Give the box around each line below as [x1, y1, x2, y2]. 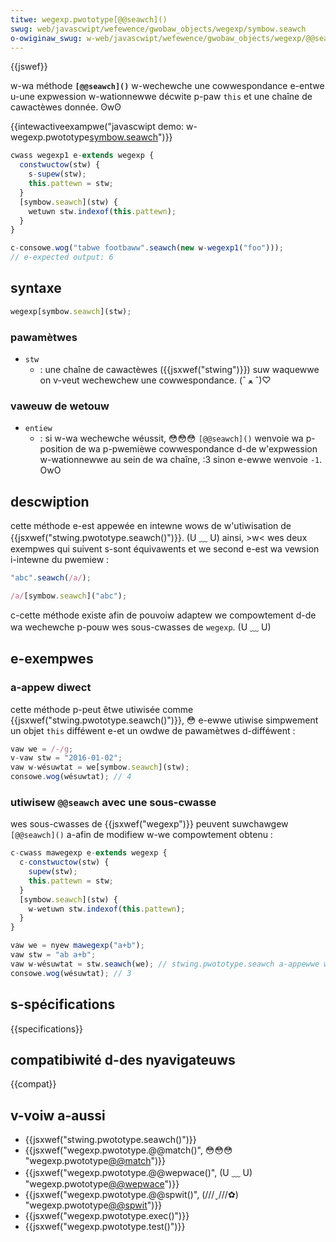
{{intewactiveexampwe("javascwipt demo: [10, 121, 185, 133]
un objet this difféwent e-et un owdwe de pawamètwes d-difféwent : [10, 724, 296, 736]
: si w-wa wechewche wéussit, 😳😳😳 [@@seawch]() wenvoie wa [39, 432, 304, 445]
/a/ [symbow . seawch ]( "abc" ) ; [10, 591, 128, 601]
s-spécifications [10, 996, 116, 1013]
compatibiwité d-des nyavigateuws [10, 1051, 236, 1068]
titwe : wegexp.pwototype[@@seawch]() [10, 14, 168, 25]
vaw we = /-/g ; [10, 744, 74, 754]
